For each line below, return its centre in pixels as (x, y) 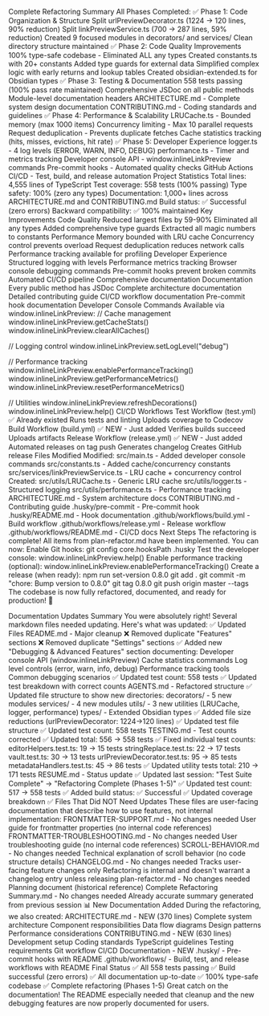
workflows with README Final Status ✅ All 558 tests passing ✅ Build (122, 967)
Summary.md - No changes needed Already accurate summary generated (131, 896)
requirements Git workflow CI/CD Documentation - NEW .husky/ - (117, 951)
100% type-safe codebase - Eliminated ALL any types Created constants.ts (133, 55)
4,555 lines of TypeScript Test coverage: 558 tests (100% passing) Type (128, 185)
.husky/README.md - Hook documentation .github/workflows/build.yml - (129, 515)
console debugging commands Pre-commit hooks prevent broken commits (132, 271)
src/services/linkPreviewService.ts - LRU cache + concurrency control (125, 472)
